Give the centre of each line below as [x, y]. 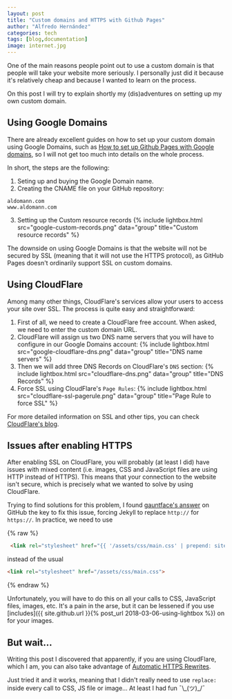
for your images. [30, 621]
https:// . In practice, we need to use [60, 520]
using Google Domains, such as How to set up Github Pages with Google [110, 147]
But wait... [30, 643]
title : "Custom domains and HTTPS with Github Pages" [86, 20]
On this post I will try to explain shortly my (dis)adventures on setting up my [115, 94]
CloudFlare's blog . [33, 424]
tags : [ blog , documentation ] [48, 39]
